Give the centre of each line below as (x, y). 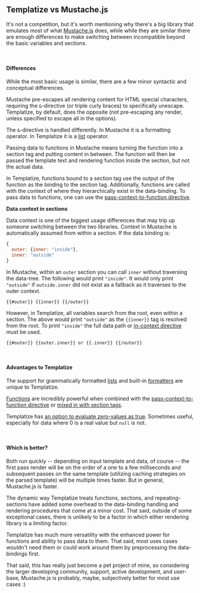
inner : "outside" (33, 255)
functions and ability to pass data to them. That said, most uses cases (92, 541)
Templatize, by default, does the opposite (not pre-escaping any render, (94, 112)
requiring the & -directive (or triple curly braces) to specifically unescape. (95, 106)
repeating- (168, 498)
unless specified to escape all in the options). (62, 118)
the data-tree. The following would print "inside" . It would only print (90, 278)
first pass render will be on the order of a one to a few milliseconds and (93, 467)
